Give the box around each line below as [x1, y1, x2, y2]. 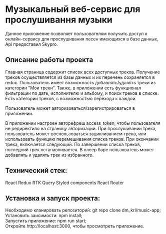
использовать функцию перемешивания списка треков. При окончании [5, 136, 159, 142]
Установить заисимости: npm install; [5, 213, 82, 219]
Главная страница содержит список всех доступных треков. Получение [5, 69, 160, 75]
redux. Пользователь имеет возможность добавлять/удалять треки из [5, 79, 156, 85]
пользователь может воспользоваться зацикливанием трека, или [5, 131, 146, 137]
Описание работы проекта [5, 56, 93, 64]
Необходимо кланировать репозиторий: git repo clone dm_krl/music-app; [5, 207, 161, 213]
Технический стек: [5, 166, 67, 175]
